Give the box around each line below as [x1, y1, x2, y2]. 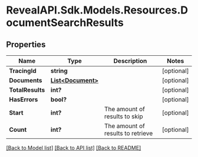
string [50, 67, 68, 75]
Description [113, 57, 147, 65]
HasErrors [9, 95, 38, 103]
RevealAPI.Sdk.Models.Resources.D [6, 4, 189, 17]
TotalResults [9, 86, 45, 94]
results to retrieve [104, 129, 153, 137]
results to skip [104, 112, 143, 121]
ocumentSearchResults [6, 16, 124, 29]
